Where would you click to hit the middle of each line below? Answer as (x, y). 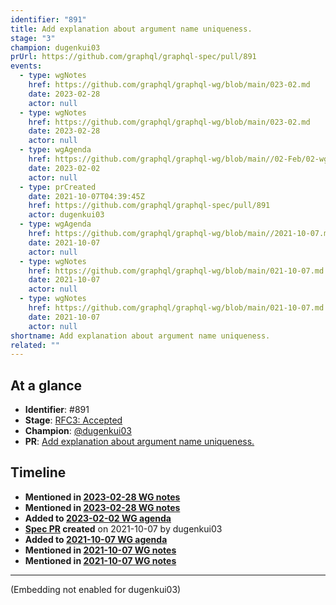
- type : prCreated (58, 187)
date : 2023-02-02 (64, 168)
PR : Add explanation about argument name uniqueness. (139, 442)
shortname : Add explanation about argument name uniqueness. (140, 336)
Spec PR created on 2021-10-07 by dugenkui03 (123, 528)
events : (26, 66)
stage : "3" (33, 38)
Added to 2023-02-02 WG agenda (98, 518)
